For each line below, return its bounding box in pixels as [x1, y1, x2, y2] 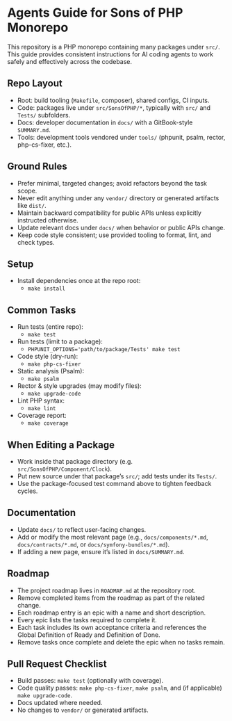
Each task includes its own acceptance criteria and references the [17, 623, 207, 631]
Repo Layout [7, 78, 63, 90]
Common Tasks [7, 304, 76, 316]
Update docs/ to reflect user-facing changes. [17, 525, 147, 533]
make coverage [27, 420, 69, 427]
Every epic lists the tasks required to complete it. [17, 615, 158, 624]
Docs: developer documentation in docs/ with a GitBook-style [17, 118, 193, 127]
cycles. [17, 487, 38, 495]
